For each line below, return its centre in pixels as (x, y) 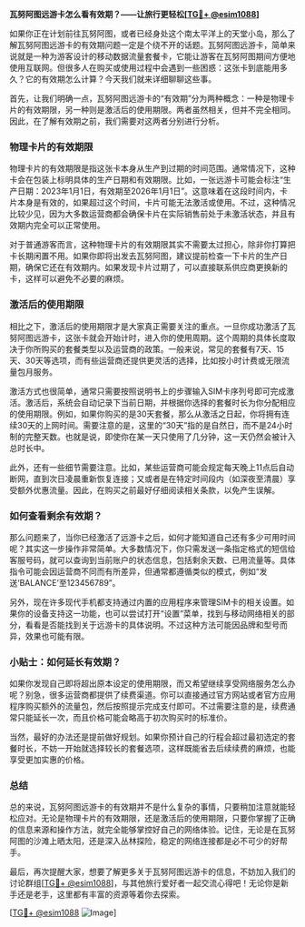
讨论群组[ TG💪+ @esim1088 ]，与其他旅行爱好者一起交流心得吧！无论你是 (145, 883)
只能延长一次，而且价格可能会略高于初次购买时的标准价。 (124, 718)
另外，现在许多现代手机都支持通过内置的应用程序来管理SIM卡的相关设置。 (148, 602)
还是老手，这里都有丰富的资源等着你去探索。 (100, 894)
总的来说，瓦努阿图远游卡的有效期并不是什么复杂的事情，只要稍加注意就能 (148, 807)
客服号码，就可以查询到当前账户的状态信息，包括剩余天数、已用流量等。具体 (152, 559)
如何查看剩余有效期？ (56, 516)
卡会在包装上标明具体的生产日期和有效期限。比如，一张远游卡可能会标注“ (147, 180)
